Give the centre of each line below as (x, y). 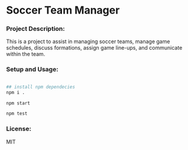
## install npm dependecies (41, 87)
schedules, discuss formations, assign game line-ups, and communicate (94, 48)
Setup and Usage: (32, 70)
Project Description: (35, 29)
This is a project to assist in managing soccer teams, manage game (88, 41)
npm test (17, 114)
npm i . (16, 92)
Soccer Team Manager (63, 10)
